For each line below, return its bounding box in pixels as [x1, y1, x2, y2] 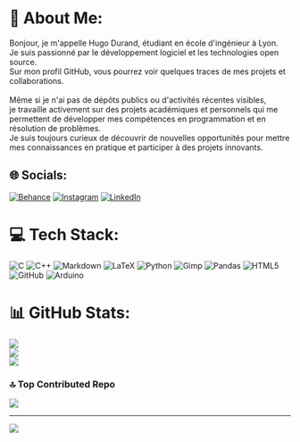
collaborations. [9, 75, 64, 86]
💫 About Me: [9, 8, 104, 29]
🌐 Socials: [9, 168, 68, 183]
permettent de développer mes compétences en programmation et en [9, 113, 266, 124]
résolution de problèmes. [9, 122, 101, 133]
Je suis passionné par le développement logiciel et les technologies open [9, 46, 279, 57]
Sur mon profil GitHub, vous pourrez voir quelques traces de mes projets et [9, 66, 286, 77]
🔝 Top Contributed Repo [9, 378, 116, 390]
